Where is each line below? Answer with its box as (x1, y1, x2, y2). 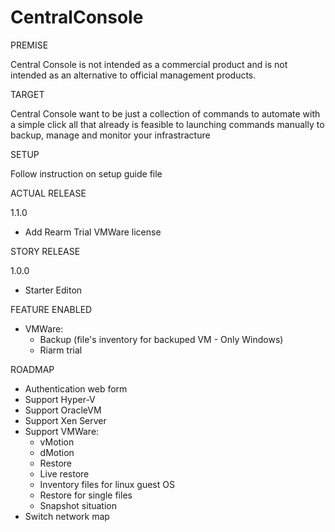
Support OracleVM (24, 404, 102, 416)
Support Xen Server (24, 414, 107, 426)
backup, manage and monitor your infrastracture (10, 129, 211, 141)
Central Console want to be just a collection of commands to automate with (10, 107, 321, 120)
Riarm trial (39, 344, 83, 356)
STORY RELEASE (10, 245, 81, 257)
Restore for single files (39, 489, 133, 501)
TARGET (10, 88, 45, 100)
